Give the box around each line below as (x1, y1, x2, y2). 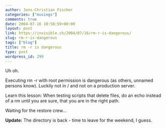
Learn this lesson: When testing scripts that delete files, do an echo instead (5, 92, 161, 98)
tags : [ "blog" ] (5, 40, 37, 45)
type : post (5, 49, 28, 54)
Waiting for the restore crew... (5, 107, 67, 113)
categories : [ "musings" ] (5, 12, 57, 17)
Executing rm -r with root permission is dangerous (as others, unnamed (5, 77, 153, 83)
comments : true (5, 17, 37, 22)
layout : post (5, 26, 33, 31)
